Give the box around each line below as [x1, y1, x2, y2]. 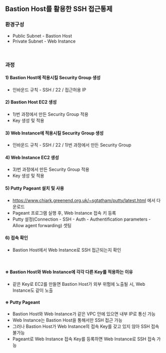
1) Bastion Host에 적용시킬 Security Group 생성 [5, 75, 101, 81]
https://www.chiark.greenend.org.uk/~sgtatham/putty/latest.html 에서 [12, 197, 156, 203]
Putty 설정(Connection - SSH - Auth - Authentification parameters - [12, 216, 151, 222]
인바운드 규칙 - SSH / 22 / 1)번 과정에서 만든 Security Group [12, 142, 131, 148]
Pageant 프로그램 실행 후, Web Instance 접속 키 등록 [12, 210, 116, 216]
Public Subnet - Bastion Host [12, 33, 72, 39]
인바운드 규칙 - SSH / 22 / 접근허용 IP [12, 87, 86, 93]
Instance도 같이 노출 [12, 287, 53, 293]
